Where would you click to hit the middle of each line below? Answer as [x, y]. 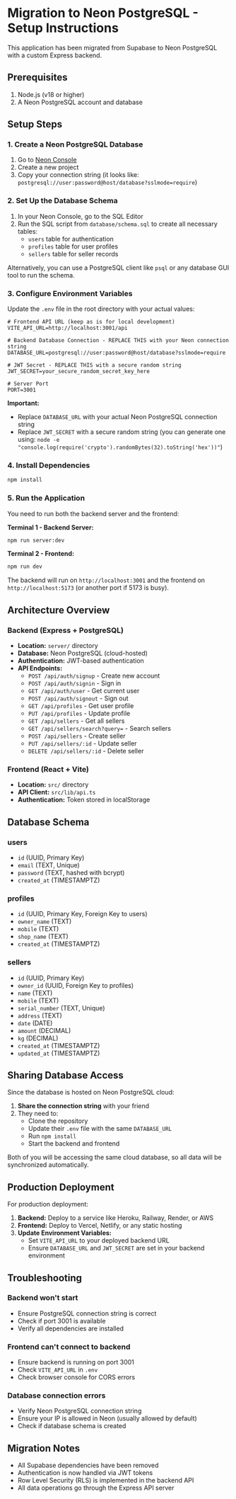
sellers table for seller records [73, 253]
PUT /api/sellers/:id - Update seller [82, 743]
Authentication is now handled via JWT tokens [85, 1473]
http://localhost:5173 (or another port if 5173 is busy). [88, 588]
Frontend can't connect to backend [69, 1347]
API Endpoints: [40, 668]
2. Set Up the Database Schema [63, 201]
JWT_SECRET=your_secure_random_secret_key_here [79, 372]
